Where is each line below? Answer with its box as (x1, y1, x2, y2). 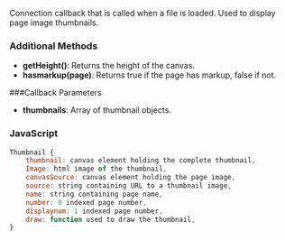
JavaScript (9, 127, 59, 140)
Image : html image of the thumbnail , (25, 164, 168, 174)
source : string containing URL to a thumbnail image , (25, 181, 232, 190)
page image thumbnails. (9, 17, 99, 28)
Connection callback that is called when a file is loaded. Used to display (9, 8, 277, 18)
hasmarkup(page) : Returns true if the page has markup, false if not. (22, 69, 277, 80)
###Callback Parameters (9, 88, 102, 98)
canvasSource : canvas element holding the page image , (25, 173, 236, 182)
